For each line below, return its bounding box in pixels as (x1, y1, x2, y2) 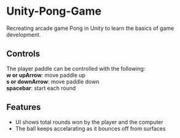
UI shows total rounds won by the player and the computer (15, 118, 163, 126)
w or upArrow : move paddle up (6, 71, 86, 79)
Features (6, 102, 41, 112)
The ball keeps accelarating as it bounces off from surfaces (15, 125, 166, 132)
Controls (6, 49, 40, 59)
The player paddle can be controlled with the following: (6, 65, 146, 72)
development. (6, 31, 41, 38)
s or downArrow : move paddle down (6, 78, 100, 85)
